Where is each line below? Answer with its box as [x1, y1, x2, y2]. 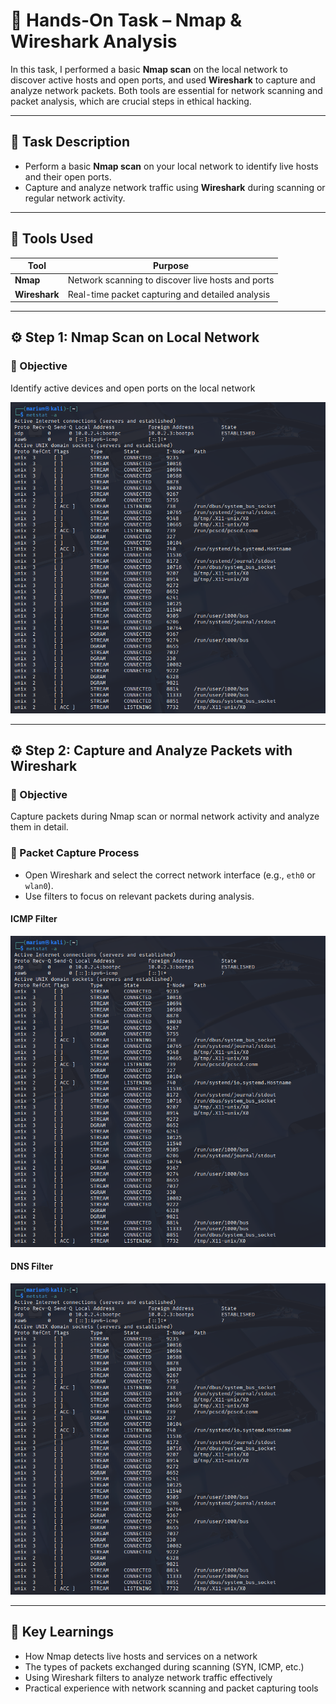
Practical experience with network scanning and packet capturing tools [24, 1682, 319, 1694]
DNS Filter [10, 1260, 54, 1273]
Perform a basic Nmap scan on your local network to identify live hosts [24, 160, 319, 172]
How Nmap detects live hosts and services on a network [24, 1650, 258, 1662]
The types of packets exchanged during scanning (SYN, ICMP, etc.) [24, 1660, 305, 1673]
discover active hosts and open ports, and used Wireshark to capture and [10, 74, 316, 86]
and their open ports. [24, 170, 112, 183]
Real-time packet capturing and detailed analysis [67, 288, 271, 300]
